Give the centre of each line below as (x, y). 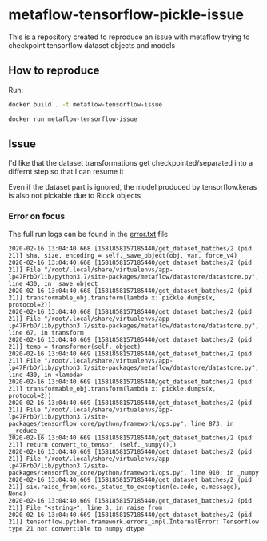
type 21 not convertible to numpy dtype (77, 529)
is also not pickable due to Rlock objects (75, 196)
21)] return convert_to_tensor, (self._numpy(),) (93, 445)
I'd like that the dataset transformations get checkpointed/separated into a (131, 163)
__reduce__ (26, 431)
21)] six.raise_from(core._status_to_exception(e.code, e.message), (125, 487)
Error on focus (37, 216)
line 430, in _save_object (53, 283)
